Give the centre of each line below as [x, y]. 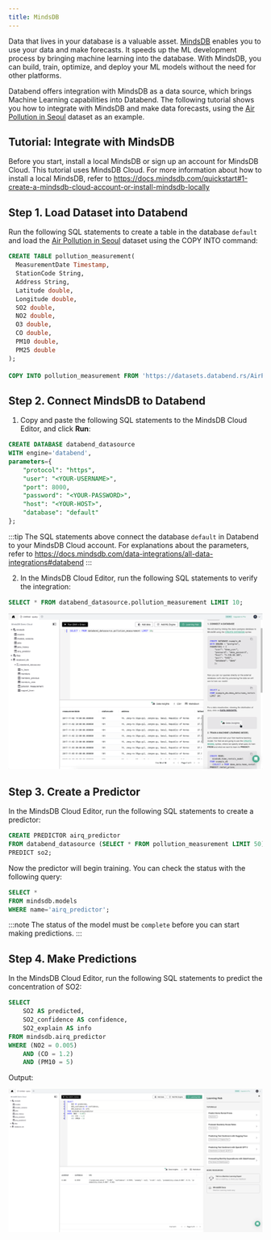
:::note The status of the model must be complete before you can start [124, 925]
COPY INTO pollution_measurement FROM [73, 375]
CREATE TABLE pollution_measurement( [72, 257]
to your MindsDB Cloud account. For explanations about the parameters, [129, 545]
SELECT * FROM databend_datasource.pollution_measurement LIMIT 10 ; [126, 602]
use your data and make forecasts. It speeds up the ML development [123, 49]
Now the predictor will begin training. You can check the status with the [127, 868]
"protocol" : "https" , [59, 470]
